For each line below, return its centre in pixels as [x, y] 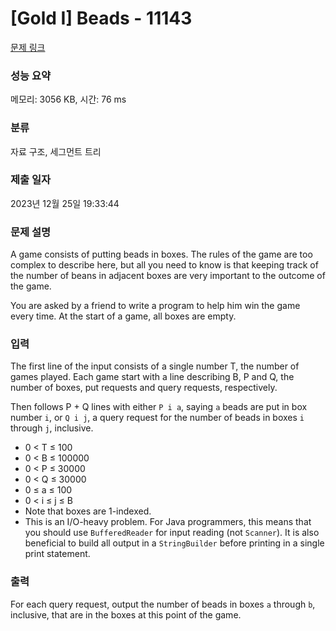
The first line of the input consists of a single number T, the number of [155, 366]
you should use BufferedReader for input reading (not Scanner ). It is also [172, 533]
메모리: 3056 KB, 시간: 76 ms [68, 99]
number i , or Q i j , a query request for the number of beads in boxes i [157, 418]
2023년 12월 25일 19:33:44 [65, 203]
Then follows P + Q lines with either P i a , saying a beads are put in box [159, 407]
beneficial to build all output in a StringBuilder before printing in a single [174, 543]
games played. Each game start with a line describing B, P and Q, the [152, 377]
